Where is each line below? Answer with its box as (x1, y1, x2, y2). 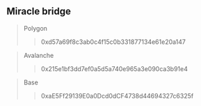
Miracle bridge (6, 6, 71, 17)
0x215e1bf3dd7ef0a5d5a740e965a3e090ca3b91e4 (40, 64, 188, 73)
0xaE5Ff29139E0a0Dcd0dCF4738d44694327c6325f (40, 91, 194, 100)
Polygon (23, 24, 48, 32)
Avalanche (23, 51, 54, 59)
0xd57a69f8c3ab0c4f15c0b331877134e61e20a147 (40, 38, 186, 46)
